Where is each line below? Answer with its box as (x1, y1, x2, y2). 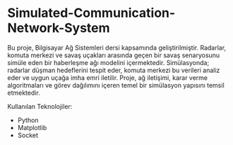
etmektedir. (7, 88, 40, 97)
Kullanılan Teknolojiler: (7, 102, 73, 110)
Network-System (7, 20, 111, 36)
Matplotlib (17, 123, 47, 132)
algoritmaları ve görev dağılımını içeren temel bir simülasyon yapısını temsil (7, 81, 225, 89)
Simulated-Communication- (7, 5, 176, 21)
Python (17, 115, 39, 124)
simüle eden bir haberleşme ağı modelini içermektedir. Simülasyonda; (7, 58, 210, 66)
